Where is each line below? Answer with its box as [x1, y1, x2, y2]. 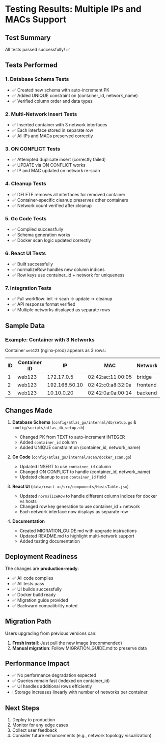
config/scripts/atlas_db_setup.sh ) [12, 424, 84, 430]
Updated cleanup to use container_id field [19, 474, 106, 480]
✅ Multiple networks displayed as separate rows [12, 307, 110, 313]
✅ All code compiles [12, 575, 54, 581]
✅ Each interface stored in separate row [12, 127, 93, 133]
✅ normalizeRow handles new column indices [12, 267, 105, 272]
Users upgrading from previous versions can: [5, 630, 97, 636]
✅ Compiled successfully [12, 226, 64, 232]
